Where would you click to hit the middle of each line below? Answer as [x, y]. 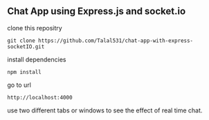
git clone [21, 41]
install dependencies [37, 59]
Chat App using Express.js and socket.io [97, 11]
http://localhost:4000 [40, 97]
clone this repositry [35, 28]
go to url [19, 85]
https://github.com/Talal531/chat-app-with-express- [116, 41]
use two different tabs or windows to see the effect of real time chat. [105, 110]
